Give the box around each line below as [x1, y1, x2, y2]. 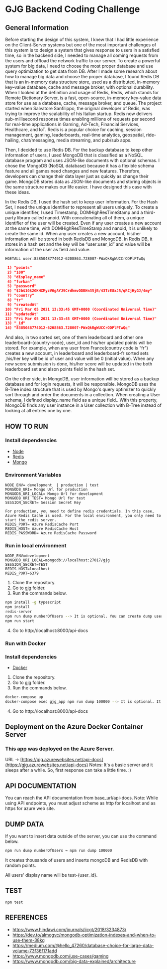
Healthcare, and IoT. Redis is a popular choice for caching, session [5, 127, 142, 133]
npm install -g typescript [5, 600, 61, 605]
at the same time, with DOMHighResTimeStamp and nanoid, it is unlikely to [5, 225, 158, 231]
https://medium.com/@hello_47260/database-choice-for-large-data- [12, 942, 154, 948]
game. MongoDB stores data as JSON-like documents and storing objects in [5, 178, 162, 184]
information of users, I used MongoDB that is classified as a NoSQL [5, 152, 143, 158]
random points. [5, 862, 36, 868]
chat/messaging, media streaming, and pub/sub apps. [21, 137, 132, 143]
